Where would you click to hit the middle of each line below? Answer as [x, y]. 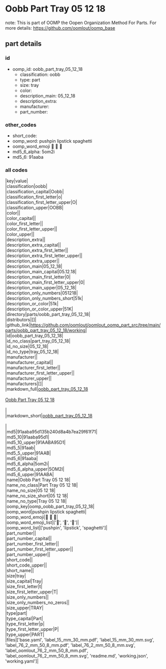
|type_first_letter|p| [25, 624]
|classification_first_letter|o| [34, 197]
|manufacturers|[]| [24, 384]
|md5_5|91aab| [20, 448]
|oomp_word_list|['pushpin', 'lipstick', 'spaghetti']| [56, 528]
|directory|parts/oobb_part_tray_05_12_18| [48, 314]
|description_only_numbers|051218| [42, 293]
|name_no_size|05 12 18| [30, 491]
